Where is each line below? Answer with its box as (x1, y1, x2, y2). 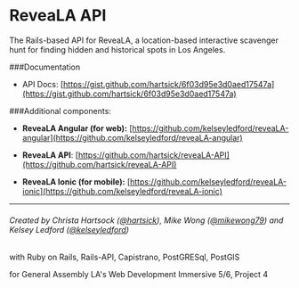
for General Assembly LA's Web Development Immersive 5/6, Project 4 (9, 269, 269, 280)
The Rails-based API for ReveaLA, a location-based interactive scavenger (9, 35, 279, 45)
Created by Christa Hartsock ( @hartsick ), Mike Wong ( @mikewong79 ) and (9, 215, 284, 226)
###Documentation (9, 62, 81, 72)
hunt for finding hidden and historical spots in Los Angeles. (9, 44, 226, 54)
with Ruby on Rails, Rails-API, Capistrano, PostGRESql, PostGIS (9, 251, 240, 263)
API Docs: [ (21, 78, 64, 89)
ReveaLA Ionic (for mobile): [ (21, 176, 131, 187)
